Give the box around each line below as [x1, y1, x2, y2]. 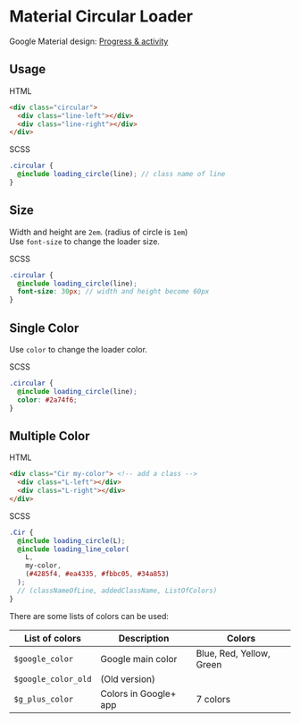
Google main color [100, 652, 178, 665]
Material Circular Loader [9, 6, 194, 27]
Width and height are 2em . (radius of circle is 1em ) [9, 226, 188, 237]
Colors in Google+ [100, 687, 177, 700]
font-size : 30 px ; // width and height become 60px [17, 287, 210, 296]
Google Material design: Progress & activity [9, 36, 169, 47]
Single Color [9, 320, 79, 336]
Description [118, 632, 170, 644]
